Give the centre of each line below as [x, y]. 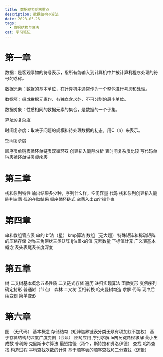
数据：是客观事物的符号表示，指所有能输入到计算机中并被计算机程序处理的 [79, 72]
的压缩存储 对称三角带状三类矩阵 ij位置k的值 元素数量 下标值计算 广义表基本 [81, 241]
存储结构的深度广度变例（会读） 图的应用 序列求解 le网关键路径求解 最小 [81, 337]
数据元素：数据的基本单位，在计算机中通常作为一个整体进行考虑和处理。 [77, 89]
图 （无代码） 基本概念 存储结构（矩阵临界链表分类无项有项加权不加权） [77, 331]
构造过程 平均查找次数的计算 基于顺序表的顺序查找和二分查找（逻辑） [80, 350]
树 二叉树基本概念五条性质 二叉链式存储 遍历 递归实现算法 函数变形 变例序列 [81, 283]
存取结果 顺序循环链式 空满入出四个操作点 [73, 199]
